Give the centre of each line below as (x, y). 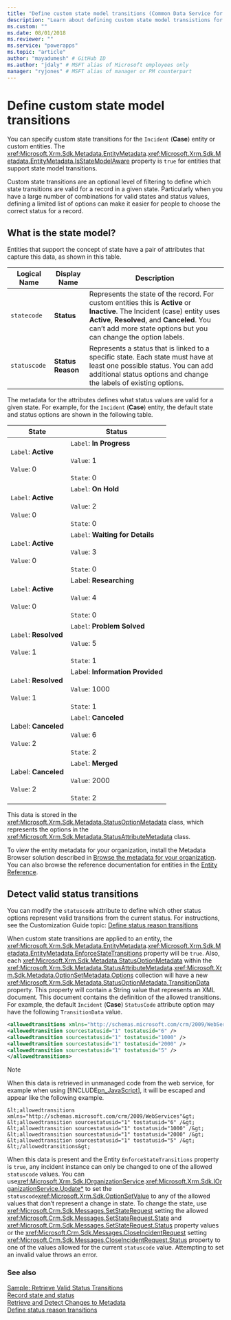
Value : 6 (84, 735)
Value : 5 (84, 644)
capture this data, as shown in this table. (64, 257)
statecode (26, 316)
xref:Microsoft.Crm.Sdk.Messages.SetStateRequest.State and (95, 1218)
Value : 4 (84, 598)
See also (22, 1272)
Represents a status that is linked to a (149, 348)
